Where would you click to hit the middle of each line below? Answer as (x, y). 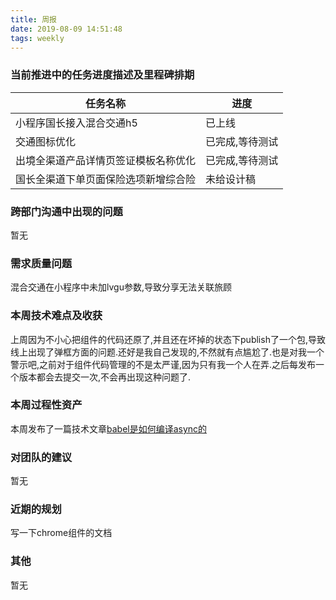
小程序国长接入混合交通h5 (76, 123)
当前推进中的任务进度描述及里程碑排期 (102, 75)
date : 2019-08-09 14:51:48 (66, 29)
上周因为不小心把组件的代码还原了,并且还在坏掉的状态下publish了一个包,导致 (168, 339)
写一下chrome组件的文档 (61, 533)
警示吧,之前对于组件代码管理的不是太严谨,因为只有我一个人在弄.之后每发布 (163, 364)
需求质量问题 (41, 263)
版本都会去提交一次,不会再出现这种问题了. (105, 377)
